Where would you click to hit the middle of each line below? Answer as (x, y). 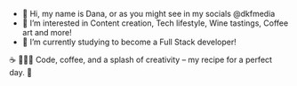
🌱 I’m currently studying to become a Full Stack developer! (129, 42)
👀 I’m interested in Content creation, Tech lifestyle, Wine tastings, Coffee (155, 23)
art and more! (47, 32)
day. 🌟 (21, 72)
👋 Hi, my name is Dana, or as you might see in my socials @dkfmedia (148, 14)
